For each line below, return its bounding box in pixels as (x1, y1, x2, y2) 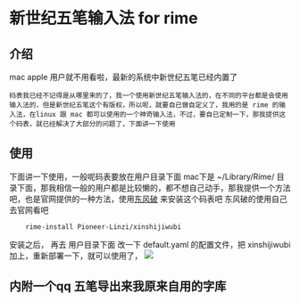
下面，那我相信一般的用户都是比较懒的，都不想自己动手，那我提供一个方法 (16, 182, 291, 192)
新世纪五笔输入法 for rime (9, 8, 198, 29)
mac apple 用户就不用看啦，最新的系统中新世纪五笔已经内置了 (9, 72, 238, 82)
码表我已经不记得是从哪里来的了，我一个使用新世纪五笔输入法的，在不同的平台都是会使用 (9, 91, 288, 100)
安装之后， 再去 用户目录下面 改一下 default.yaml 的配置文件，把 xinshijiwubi (9, 239, 291, 249)
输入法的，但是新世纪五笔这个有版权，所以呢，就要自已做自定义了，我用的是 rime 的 (9, 101, 279, 110)
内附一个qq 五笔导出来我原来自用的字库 (9, 279, 227, 294)
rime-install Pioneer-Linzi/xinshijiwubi (25, 222, 181, 232)
